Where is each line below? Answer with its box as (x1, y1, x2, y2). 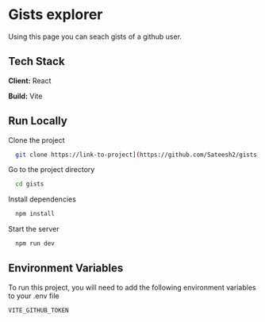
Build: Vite (8, 91, 43, 101)
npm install (15, 210, 56, 218)
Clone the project (8, 135, 65, 144)
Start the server (8, 224, 60, 234)
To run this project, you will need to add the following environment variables (8, 282, 256, 292)
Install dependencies (8, 194, 77, 204)
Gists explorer (8, 6, 103, 24)
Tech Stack (8, 55, 65, 68)
